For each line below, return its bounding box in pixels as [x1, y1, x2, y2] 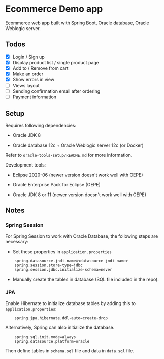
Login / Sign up [12, 53, 45, 60]
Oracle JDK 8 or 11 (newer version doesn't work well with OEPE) [12, 191, 146, 198]
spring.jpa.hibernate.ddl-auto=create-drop [14, 316, 108, 321]
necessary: [5, 238, 29, 244]
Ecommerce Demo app [5, 3, 103, 15]
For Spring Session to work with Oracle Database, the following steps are [5, 233, 158, 239]
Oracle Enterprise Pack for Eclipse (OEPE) [12, 182, 101, 188]
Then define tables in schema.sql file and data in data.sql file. [5, 348, 135, 354]
